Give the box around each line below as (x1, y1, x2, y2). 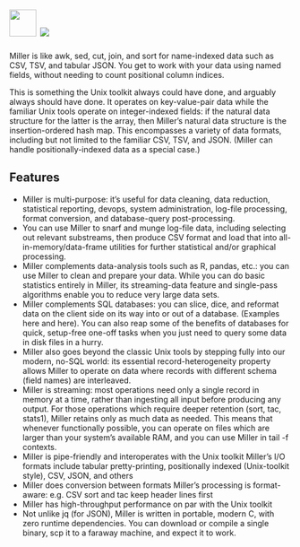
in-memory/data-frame (21, 241, 107, 252)
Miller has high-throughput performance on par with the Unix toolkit (21, 499, 273, 509)
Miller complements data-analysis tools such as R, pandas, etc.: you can (21, 260, 289, 271)
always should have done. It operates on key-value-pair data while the (9, 96, 269, 107)
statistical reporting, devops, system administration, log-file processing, (21, 203, 288, 214)
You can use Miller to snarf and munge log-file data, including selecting (21, 222, 287, 233)
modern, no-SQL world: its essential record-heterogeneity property (21, 355, 271, 367)
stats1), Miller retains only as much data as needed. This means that (21, 412, 273, 423)
